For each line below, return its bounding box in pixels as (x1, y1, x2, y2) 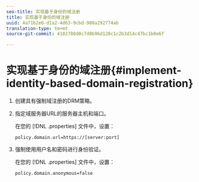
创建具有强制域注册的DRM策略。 (14, 97, 96, 104)
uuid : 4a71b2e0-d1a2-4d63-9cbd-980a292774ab (6, 20, 119, 26)
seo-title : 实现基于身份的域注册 (6, 8, 81, 15)
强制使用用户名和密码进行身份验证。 (14, 146, 105, 153)
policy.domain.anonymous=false (14, 171, 93, 177)
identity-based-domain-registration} (6, 77, 194, 90)
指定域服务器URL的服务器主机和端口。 (14, 110, 109, 117)
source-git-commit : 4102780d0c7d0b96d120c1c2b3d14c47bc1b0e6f (6, 31, 164, 37)
